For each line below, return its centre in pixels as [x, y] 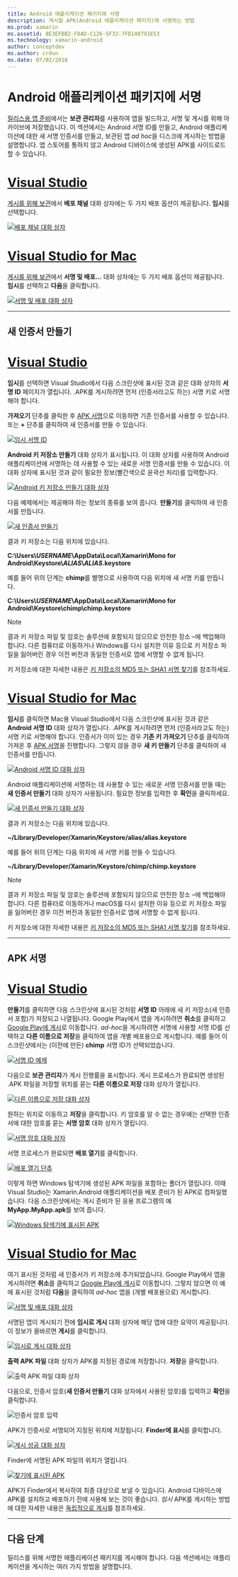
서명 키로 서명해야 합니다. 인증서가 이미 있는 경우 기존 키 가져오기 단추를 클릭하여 [118, 736]
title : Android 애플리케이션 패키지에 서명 [63, 14]
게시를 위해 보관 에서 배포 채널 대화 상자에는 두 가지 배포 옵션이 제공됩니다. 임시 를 [119, 203]
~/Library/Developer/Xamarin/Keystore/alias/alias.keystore [97, 837]
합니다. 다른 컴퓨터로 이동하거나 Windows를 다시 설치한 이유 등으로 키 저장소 [113, 645]
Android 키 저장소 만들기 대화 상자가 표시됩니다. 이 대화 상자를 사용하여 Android [118, 455]
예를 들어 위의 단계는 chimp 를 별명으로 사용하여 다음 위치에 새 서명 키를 [106, 577]
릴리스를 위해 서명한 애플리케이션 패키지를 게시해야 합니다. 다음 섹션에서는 [109, 1557]
